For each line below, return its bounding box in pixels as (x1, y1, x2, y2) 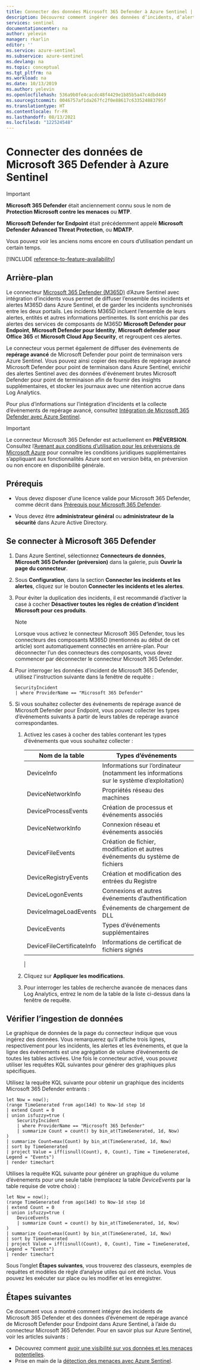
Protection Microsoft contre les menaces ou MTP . (6, 208, 132, 215)
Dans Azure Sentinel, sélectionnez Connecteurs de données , (14, 552, 166, 559)
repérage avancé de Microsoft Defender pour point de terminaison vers (6, 351, 183, 358)
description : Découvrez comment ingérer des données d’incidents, (6, 14, 174, 20)
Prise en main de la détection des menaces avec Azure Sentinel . (14, 1357, 173, 1365)
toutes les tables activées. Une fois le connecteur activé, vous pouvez (6, 1055, 178, 1062)
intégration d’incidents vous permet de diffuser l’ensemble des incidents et (6, 295, 189, 302)
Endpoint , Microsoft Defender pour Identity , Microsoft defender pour (6, 326, 180, 334)
